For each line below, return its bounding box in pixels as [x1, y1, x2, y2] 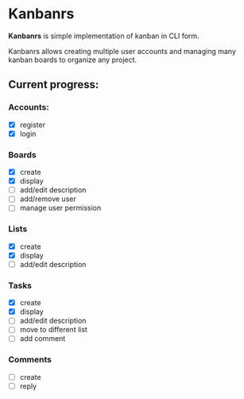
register [19, 120, 46, 130]
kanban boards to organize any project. [8, 55, 137, 64]
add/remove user [19, 194, 77, 203]
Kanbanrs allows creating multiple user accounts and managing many [8, 46, 237, 56]
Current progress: [8, 78, 99, 91]
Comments [8, 354, 52, 366]
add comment [19, 334, 66, 343]
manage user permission [19, 203, 102, 213]
